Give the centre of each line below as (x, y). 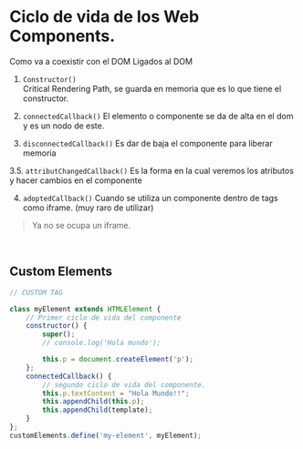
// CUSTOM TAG (37, 292)
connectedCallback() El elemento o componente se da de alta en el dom (158, 116)
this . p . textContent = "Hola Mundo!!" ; (116, 393)
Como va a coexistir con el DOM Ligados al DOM (101, 61)
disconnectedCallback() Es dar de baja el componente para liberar (147, 143)
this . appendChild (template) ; (98, 410)
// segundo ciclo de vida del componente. (124, 384)
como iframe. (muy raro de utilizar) (88, 208)
